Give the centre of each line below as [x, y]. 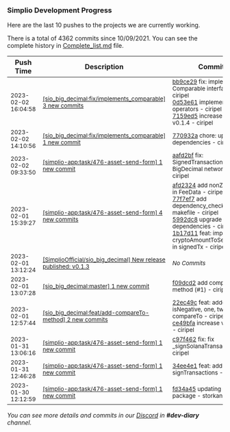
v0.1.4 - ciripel [193, 123]
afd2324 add [190, 186]
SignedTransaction [197, 162]
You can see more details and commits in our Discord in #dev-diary [103, 416]
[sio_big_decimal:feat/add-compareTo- [96, 313]
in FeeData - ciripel [198, 192]
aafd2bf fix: [188, 155]
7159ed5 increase [197, 116]
